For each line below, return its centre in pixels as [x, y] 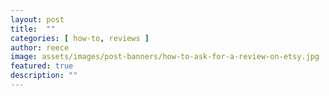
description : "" [44, 76]
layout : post [37, 19]
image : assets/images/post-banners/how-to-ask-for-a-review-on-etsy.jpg [165, 57]
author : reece [40, 47]
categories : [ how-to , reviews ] [80, 38]
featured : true [42, 66]
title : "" [33, 29]
